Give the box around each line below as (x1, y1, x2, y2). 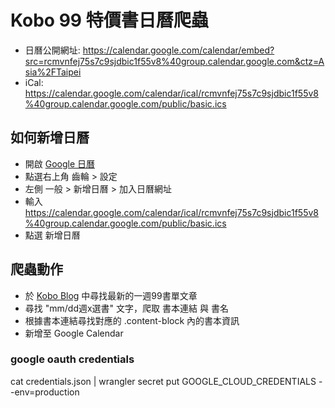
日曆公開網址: (24, 44, 81, 56)
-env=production (10, 386, 80, 398)
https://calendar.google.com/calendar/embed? (82, 44, 275, 56)
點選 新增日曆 (24, 229, 81, 241)
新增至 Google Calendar (24, 327, 124, 339)
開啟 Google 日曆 (24, 157, 96, 170)
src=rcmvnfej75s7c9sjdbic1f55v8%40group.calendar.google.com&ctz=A (24, 55, 325, 67)
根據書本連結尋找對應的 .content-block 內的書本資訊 (24, 314, 240, 326)
